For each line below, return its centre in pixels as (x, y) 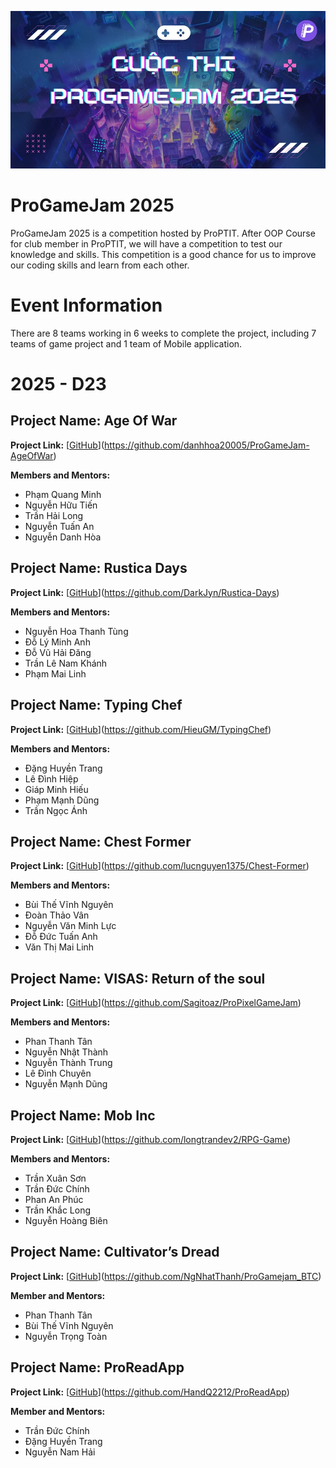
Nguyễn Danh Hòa (63, 537)
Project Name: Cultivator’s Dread (115, 1252)
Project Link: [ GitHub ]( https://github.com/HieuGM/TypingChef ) (141, 729)
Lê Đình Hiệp (51, 778)
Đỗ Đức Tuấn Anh (61, 937)
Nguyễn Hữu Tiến (61, 505)
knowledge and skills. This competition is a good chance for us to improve (163, 254)
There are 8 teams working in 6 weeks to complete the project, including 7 (163, 333)
